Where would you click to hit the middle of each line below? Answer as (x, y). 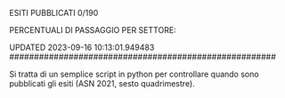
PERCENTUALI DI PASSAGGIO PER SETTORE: (93, 30)
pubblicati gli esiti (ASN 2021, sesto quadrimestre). (102, 83)
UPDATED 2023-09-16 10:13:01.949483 (82, 47)
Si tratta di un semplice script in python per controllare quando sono (134, 74)
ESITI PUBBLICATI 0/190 (54, 13)
